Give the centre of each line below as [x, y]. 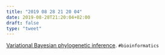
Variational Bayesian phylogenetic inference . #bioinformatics [82, 45]
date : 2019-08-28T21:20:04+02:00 [48, 17]
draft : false [23, 23]
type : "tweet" [24, 28]
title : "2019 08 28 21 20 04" [44, 12]
